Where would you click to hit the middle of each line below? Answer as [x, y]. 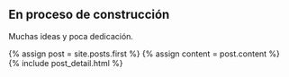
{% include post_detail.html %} [66, 63]
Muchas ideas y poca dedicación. [71, 36]
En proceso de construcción [89, 15]
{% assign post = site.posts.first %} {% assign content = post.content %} [144, 54]
